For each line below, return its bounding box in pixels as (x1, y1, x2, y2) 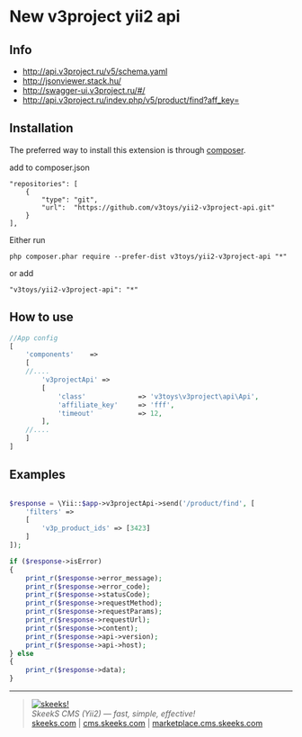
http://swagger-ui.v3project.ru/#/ (22, 85, 146, 95)
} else (9, 649, 34, 658)
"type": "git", (41, 195, 99, 204)
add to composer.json (9, 162, 90, 173)
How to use (9, 310, 74, 325)
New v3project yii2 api (9, 6, 181, 27)
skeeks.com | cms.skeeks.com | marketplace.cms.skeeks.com (31, 718, 263, 729)
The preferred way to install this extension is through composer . (9, 144, 246, 155)
